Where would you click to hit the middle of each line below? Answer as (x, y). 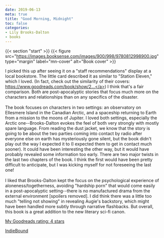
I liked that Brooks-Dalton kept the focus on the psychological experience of (82, 180)
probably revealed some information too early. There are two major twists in (82, 154)
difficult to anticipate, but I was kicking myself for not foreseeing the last (78, 164)
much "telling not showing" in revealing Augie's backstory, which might (77, 201)
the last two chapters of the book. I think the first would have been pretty (79, 159)
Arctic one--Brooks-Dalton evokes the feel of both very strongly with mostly (82, 123)
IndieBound (17, 231)
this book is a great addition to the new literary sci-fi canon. (66, 212)
